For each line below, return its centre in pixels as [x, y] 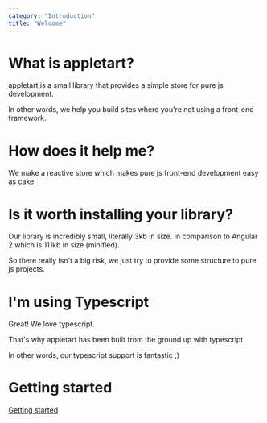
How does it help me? [82, 151]
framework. [27, 118]
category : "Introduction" [51, 16]
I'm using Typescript [79, 302]
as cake [21, 181]
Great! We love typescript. [51, 324]
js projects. [27, 269]
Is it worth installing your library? [121, 214]
